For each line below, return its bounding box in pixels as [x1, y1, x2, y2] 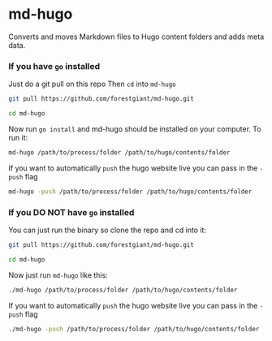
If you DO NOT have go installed [8, 206, 135, 218]
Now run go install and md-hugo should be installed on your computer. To [8, 123, 261, 134]
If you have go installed [8, 60, 101, 71]
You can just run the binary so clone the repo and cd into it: [8, 225, 207, 235]
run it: [8, 132, 28, 142]
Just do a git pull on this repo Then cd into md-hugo [8, 79, 176, 89]
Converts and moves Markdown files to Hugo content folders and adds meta [8, 32, 265, 41]
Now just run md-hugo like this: [8, 270, 108, 280]
